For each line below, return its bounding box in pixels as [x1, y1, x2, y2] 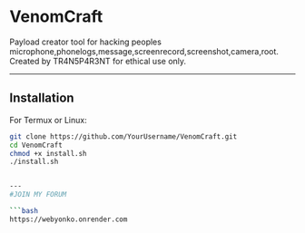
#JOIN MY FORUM [9, 190, 67, 199]
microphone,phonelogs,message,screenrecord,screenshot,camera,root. [9, 45, 280, 56]
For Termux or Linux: [9, 114, 88, 125]
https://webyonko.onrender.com [9, 215, 128, 224]
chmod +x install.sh [9, 149, 88, 158]
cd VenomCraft [9, 141, 64, 150]
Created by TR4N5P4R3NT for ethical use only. [9, 55, 187, 66]
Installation [9, 91, 74, 106]
